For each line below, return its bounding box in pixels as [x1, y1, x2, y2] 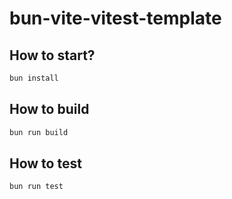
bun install [9, 73, 59, 83]
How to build [9, 101, 90, 118]
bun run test [9, 182, 64, 192]
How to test [9, 155, 82, 172]
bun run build [9, 127, 69, 137]
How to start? [9, 47, 96, 64]
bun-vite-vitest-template [9, 7, 222, 30]
